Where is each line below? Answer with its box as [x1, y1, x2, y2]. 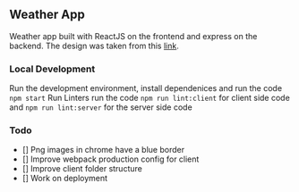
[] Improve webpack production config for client [21, 154, 200, 164]
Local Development [9, 63, 96, 75]
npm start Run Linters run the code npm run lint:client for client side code [9, 93, 291, 104]
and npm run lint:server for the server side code [9, 102, 192, 113]
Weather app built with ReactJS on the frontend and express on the [9, 30, 258, 41]
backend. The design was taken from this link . [9, 40, 179, 51]
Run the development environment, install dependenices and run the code [9, 83, 283, 94]
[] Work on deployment [21, 173, 108, 184]
